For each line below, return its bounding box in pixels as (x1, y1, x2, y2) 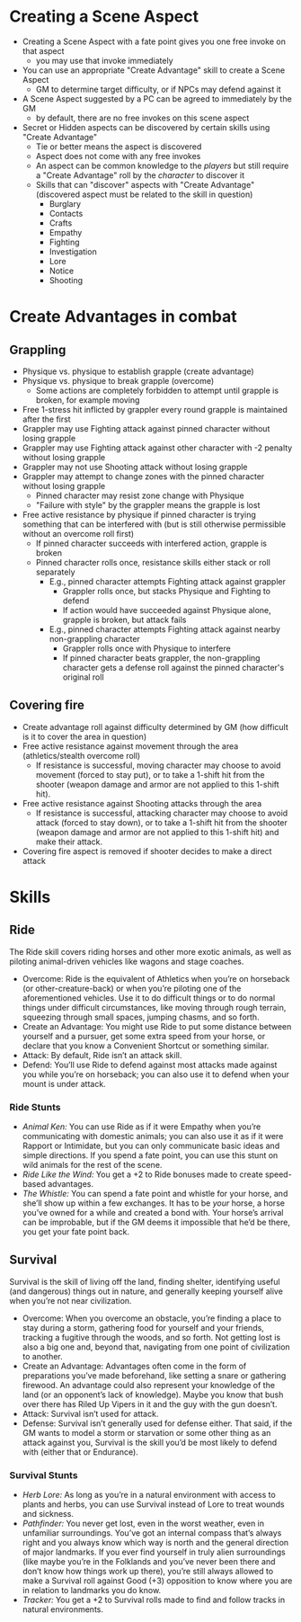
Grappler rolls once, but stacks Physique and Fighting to (62, 585, 271, 596)
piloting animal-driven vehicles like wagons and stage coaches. (9, 956, 244, 967)
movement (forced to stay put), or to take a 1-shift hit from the (35, 769, 265, 780)
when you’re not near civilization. (9, 1295, 132, 1306)
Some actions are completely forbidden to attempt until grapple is (35, 385, 279, 396)
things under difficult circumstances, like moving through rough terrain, (22, 1002, 287, 1012)
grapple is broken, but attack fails (62, 614, 187, 625)
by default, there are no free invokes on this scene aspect (35, 112, 250, 123)
